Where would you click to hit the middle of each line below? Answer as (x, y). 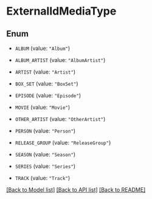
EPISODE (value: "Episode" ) (48, 95)
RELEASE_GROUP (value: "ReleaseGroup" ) (63, 142)
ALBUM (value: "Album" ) (43, 48)
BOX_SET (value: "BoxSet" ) (47, 84)
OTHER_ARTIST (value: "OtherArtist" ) (60, 119)
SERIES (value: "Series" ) (45, 166)
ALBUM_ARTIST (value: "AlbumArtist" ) (60, 60)
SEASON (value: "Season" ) (45, 154)
